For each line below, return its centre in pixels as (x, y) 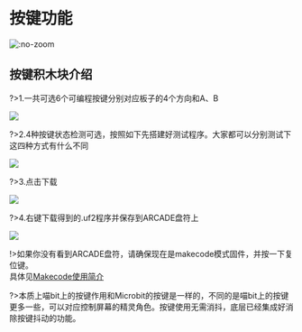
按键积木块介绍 (51, 74)
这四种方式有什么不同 (49, 145)
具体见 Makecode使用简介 (57, 276)
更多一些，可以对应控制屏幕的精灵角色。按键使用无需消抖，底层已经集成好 (147, 307)
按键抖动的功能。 (49, 318)
